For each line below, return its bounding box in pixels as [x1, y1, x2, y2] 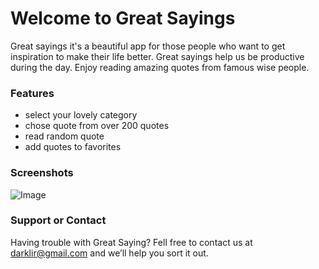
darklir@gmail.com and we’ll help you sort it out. [10, 247, 209, 259]
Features [10, 86, 55, 100]
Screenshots [10, 166, 74, 180]
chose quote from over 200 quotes [24, 120, 170, 132]
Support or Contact [10, 213, 107, 227]
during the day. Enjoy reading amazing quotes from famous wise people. [10, 61, 310, 73]
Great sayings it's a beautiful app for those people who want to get [10, 40, 286, 52]
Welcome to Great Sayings [10, 7, 236, 30]
